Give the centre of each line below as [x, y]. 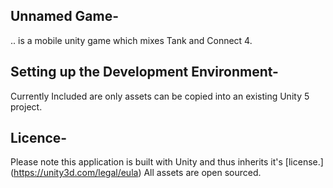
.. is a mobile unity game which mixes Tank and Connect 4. [131, 40]
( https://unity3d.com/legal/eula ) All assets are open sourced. [136, 173]
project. [26, 106]
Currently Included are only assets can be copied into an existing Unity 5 [160, 96]
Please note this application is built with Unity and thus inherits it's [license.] [167, 162]
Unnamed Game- [65, 16]
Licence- [39, 138]
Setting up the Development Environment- [144, 72]
